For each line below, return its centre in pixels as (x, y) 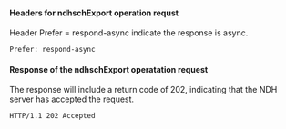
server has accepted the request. (72, 99)
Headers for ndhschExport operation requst (94, 13)
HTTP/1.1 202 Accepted (52, 116)
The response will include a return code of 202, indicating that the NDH (143, 90)
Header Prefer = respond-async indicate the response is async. (129, 33)
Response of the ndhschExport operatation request (109, 69)
